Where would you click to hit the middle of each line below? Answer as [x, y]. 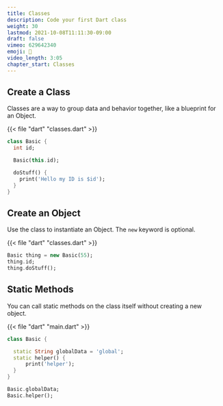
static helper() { [40, 358]
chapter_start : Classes [41, 64]
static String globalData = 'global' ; [69, 351]
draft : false [26, 39]
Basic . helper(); [30, 395]
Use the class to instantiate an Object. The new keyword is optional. [101, 229]
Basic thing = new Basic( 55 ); [50, 255]
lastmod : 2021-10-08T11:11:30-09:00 [59, 33]
